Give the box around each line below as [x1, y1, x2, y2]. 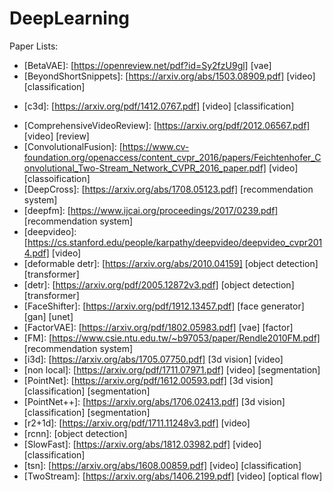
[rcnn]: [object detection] [23, 427, 128, 439]
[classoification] [23, 172, 91, 184]
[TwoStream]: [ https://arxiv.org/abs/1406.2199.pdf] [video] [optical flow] [23, 470, 323, 482]
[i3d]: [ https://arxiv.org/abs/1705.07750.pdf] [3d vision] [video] [23, 353, 284, 365]
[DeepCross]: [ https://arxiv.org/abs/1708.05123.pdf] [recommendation [23, 183, 314, 195]
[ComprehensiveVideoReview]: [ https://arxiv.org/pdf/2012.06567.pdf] [23, 119, 311, 131]
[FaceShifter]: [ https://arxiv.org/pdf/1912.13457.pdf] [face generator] [23, 300, 305, 312]
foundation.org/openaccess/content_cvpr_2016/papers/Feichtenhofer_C [23, 151, 322, 163]
